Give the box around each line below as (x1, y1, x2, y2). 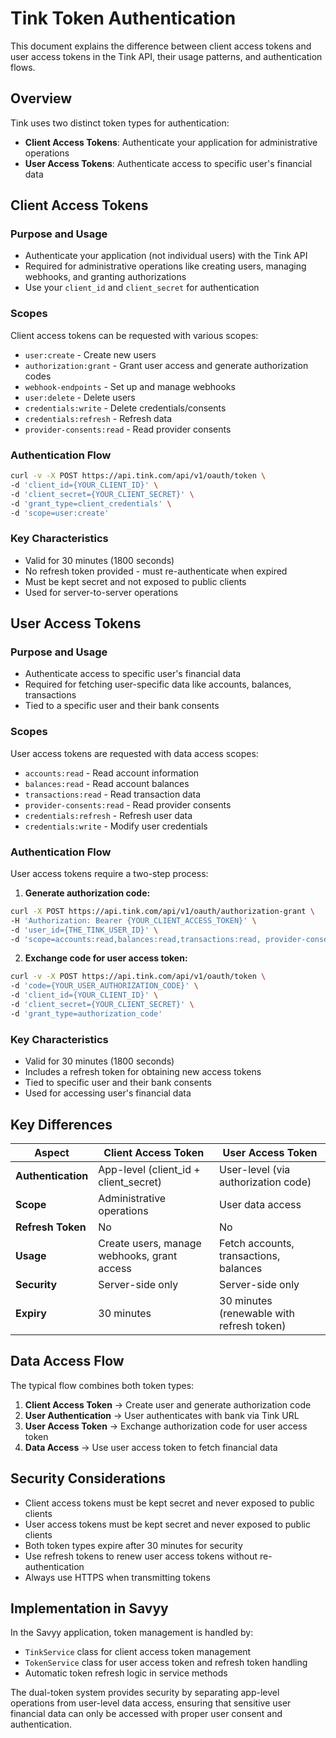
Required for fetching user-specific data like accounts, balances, (24, 678, 292, 691)
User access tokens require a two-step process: (10, 867, 209, 879)
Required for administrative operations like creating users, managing (24, 260, 307, 272)
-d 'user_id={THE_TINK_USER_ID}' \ (10, 925, 159, 935)
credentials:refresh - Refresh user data (24, 809, 193, 821)
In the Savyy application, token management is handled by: (10, 1627, 254, 1639)
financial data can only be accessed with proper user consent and (10, 1708, 283, 1720)
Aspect (34, 1145, 70, 1159)
